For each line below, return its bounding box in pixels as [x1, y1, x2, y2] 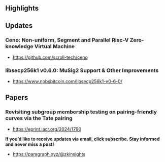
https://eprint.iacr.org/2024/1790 [12, 126, 82, 132]
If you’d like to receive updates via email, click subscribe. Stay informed [5, 136, 160, 142]
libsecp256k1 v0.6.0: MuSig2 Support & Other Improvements [5, 67, 159, 74]
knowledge [5, 43, 34, 50]
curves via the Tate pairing [5, 114, 73, 121]
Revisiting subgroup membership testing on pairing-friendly [5, 108, 157, 115]
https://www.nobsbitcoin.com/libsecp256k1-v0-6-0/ [12, 78, 123, 85]
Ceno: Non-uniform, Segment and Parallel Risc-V [5, 36, 129, 44]
